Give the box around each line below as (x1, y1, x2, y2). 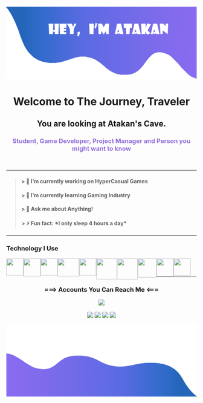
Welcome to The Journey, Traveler (13, 94, 190, 108)
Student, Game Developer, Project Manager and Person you (12, 137, 191, 145)
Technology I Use (6, 244, 59, 253)
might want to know (71, 144, 132, 152)
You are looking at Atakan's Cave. (36, 119, 167, 129)
